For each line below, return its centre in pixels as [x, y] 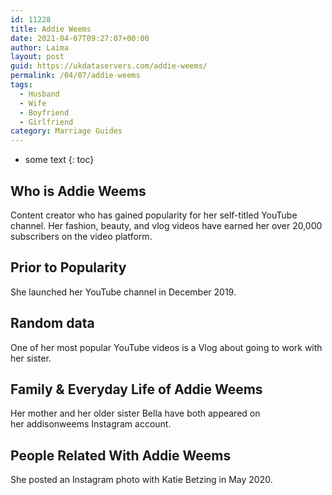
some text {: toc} [59, 160]
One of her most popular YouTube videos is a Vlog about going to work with [166, 347]
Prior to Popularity [68, 267]
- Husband [39, 94]
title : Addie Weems [51, 29]
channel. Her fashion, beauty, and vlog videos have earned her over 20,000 [166, 225]
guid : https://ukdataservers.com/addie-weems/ [109, 66]
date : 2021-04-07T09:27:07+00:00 [80, 38]
